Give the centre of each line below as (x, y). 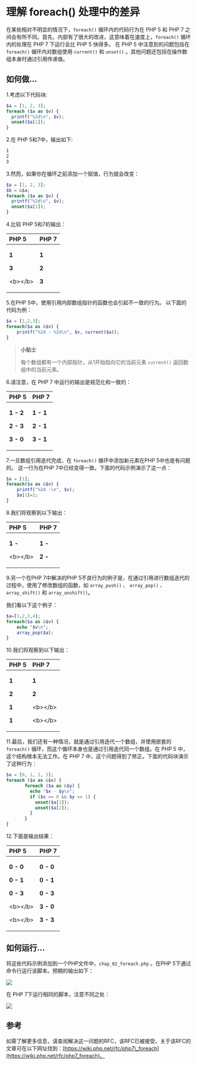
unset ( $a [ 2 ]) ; (52, 808)
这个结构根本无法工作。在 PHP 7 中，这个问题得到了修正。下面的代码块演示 (98, 757)
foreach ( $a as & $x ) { (34, 781)
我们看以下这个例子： (32, 605)
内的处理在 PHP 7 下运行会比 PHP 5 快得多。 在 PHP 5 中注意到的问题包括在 (98, 44)
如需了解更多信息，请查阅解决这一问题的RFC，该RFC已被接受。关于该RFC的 (98, 1041)
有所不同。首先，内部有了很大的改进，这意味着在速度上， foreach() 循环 (103, 37)
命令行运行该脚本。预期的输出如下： (50, 971)
